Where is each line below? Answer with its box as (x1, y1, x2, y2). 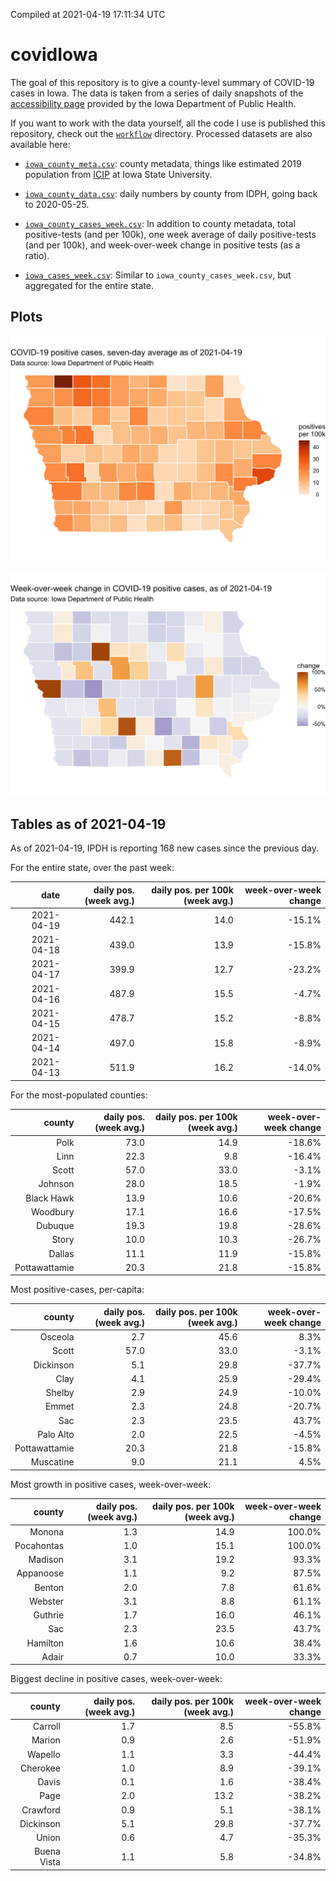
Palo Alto (37, 1428, 75, 1440)
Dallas (48, 1247, 75, 1259)
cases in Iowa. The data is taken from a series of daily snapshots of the (10, 87, 304, 99)
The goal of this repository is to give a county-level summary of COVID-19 (10, 76, 315, 88)
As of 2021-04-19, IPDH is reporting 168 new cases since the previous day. (10, 842, 319, 854)
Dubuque (36, 1220, 75, 1232)
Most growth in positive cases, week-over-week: (10, 1478, 212, 1490)
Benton (34, 1581, 65, 1593)
